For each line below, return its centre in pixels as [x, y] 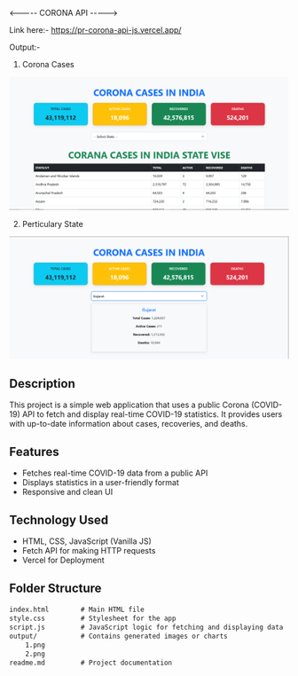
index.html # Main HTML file [77, 609]
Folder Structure [55, 588]
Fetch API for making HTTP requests [89, 551]
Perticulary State [53, 224]
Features [34, 452]
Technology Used [59, 519]
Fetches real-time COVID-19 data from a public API [115, 473]
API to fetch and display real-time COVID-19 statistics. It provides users [152, 414]
